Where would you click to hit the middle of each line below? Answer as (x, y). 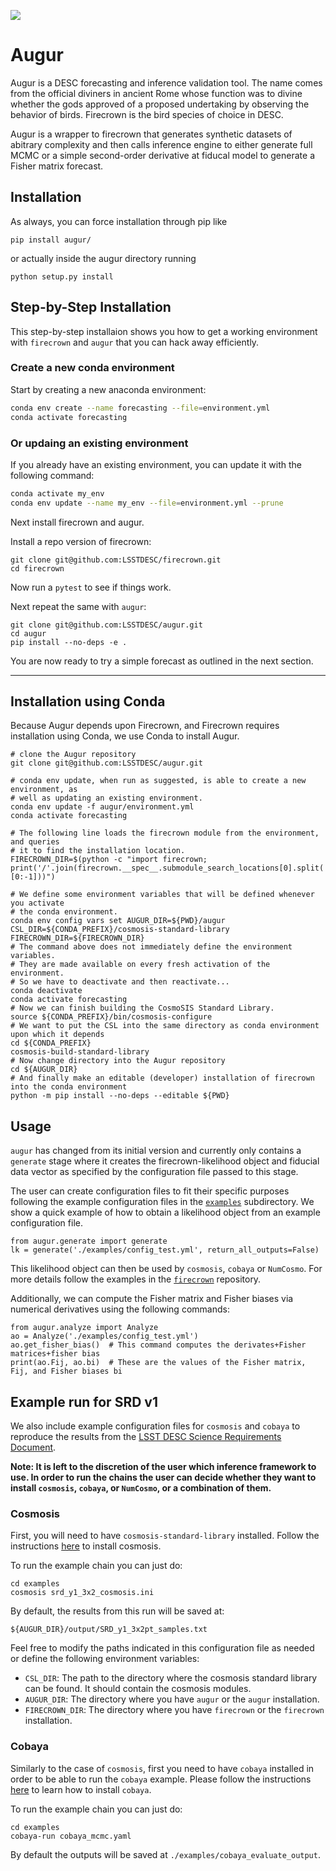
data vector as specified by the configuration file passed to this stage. (154, 1172)
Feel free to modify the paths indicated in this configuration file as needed (162, 1648)
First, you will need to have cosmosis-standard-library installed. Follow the (165, 1536)
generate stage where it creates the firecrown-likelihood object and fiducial (165, 1161)
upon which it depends (57, 1035)
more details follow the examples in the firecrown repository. (136, 1279)
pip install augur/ (51, 240)
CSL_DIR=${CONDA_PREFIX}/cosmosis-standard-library (120, 930)
